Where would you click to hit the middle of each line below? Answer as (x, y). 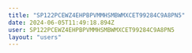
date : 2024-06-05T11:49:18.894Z (61, 23)
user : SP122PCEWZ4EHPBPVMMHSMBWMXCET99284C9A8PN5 (92, 30)
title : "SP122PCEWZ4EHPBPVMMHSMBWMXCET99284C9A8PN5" (97, 15)
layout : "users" (35, 37)
